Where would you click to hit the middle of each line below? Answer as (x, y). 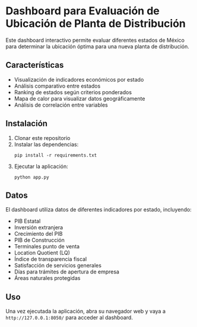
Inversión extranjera (39, 228)
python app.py (31, 177)
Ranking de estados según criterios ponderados (73, 92)
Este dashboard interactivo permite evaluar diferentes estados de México (95, 40)
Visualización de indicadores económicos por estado (79, 79)
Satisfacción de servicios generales (58, 266)
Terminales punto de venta (47, 247)
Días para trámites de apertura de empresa (67, 272)
